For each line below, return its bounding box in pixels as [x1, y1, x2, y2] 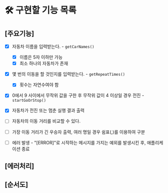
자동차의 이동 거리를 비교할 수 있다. [12, 118, 81, 124]
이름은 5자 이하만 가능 [19, 54, 63, 60]
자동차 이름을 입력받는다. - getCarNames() [12, 44, 95, 49]
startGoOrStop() [12, 98, 46, 103]
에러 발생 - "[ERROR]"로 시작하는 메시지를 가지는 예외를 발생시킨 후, [12, 139, 146, 145]
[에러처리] [5, 162, 35, 170]
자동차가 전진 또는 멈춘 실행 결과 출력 [12, 107, 85, 113]
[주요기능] [5, 29, 35, 38]
